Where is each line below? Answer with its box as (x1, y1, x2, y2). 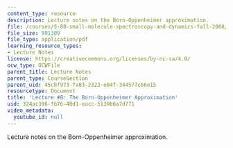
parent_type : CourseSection (7, 74, 89, 82)
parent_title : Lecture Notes (7, 68, 92, 75)
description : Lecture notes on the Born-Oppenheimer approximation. (7, 17, 209, 24)
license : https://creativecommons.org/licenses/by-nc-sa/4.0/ (7, 56, 191, 63)
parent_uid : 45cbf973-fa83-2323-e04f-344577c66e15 (7, 81, 157, 88)
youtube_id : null (13, 113, 64, 120)
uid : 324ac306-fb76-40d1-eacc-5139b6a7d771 (7, 101, 135, 108)
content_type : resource (7, 10, 76, 17)
